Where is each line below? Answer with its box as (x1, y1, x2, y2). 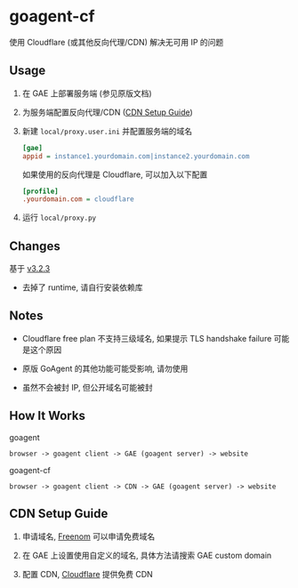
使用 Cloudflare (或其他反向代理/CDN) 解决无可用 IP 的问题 (9, 36, 224, 47)
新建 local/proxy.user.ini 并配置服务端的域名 (21, 125, 193, 136)
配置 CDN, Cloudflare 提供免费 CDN (21, 568, 153, 579)
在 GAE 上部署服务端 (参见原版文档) (21, 87, 153, 99)
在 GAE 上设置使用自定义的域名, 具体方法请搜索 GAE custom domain (21, 550, 272, 560)
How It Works (9, 408, 86, 423)
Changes (9, 238, 60, 254)
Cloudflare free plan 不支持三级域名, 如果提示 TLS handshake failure (21, 333, 272, 343)
